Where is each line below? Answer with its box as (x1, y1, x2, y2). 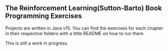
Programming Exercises (5, 12, 82, 20)
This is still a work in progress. (5, 40, 69, 46)
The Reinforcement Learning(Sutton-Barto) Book (5, 4, 162, 12)
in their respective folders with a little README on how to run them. (5, 30, 145, 36)
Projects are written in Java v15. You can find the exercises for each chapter (5, 25, 163, 31)
